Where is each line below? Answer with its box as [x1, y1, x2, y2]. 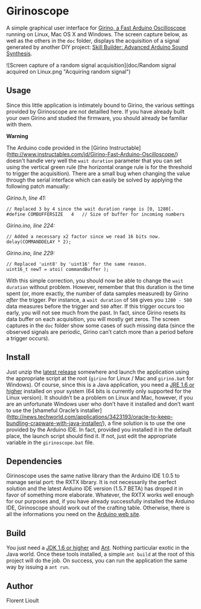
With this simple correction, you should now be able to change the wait [6, 276, 183, 284]
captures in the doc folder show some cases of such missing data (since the [6, 322, 195, 329]
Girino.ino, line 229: [6, 249, 56, 257]
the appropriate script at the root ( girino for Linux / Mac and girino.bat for [6, 374, 194, 381]
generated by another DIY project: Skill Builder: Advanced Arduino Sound [6, 43, 188, 51]
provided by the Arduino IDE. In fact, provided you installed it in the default [6, 426, 192, 433]
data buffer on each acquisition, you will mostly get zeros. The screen [6, 315, 180, 322]
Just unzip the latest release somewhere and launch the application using [6, 368, 190, 375]
